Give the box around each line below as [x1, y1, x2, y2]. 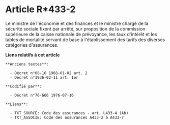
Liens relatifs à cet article [5, 52, 60, 58]
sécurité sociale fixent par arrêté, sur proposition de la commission [5, 25, 146, 32]
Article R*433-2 [5, 4, 76, 15]
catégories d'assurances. [5, 42, 59, 48]
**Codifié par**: [5, 84, 42, 89]
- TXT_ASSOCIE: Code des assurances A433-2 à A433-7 [10, 115, 124, 120]
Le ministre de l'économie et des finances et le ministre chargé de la [5, 20, 149, 26]
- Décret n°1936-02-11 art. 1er [10, 75, 79, 80]
